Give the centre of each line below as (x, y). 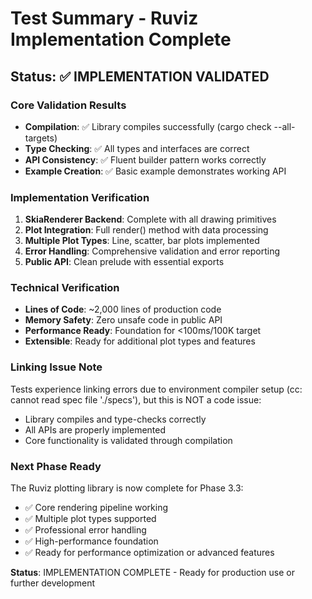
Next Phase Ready (56, 466)
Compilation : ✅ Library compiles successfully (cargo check (148, 126)
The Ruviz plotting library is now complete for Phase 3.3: (127, 488)
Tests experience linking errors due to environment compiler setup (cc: (156, 389)
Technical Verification (65, 288)
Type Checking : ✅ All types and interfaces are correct (137, 148)
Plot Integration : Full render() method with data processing (146, 230)
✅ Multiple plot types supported (90, 519)
